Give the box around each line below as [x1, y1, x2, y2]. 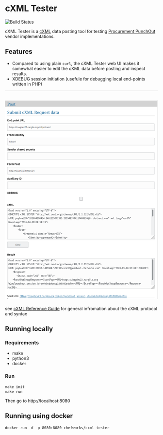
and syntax [5, 311, 28, 317]
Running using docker [5, 412, 73, 420]
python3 [12, 355, 29, 361]
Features [5, 48, 33, 56]
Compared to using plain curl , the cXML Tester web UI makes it [12, 60, 140, 66]
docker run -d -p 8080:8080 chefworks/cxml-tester [5, 425, 110, 430]
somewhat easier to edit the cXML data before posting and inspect [12, 65, 146, 71]
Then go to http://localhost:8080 [5, 398, 70, 403]
